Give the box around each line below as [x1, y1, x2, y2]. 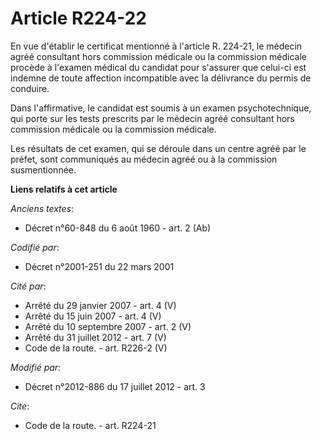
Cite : [10, 400, 30, 412]
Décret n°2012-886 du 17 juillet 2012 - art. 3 [24, 380, 206, 392]
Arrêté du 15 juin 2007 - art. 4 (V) [24, 310, 162, 322]
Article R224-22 [10, 7, 147, 30]
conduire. [10, 82, 50, 94]
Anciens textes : [10, 202, 75, 214]
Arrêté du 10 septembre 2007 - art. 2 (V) [24, 320, 192, 332]
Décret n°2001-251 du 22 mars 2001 [24, 260, 175, 272]
